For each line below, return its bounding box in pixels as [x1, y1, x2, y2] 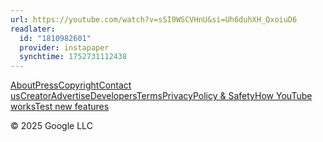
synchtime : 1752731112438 [19, 52, 128, 62]
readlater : [10, 24, 56, 34]
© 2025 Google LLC [10, 120, 93, 132]
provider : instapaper [19, 42, 110, 53]
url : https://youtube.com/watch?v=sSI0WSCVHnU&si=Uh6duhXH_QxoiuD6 [10, 14, 298, 25]
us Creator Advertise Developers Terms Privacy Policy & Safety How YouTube [10, 90, 313, 102]
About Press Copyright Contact [10, 79, 132, 91]
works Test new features [10, 101, 110, 113]
